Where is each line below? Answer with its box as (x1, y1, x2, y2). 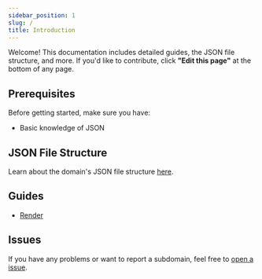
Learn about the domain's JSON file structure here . (8, 167, 175, 176)
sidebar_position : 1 (8, 11, 76, 20)
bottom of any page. (8, 64, 75, 74)
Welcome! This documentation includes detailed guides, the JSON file (8, 48, 235, 57)
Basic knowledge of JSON (19, 123, 105, 133)
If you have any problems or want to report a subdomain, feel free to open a (8, 254, 254, 263)
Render (19, 210, 44, 220)
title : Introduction (8, 26, 76, 34)
